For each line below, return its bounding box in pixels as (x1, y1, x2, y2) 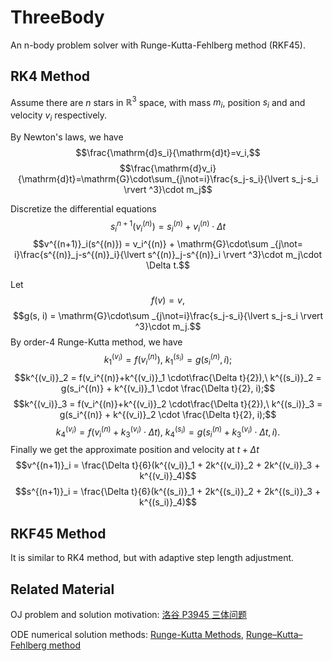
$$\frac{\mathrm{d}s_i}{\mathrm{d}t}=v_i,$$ (75, 147, 261, 158)
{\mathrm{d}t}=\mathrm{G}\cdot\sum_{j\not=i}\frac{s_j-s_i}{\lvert (17, 173, 290, 185)
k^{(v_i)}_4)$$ (139, 470, 197, 482)
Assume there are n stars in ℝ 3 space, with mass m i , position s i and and (10, 94, 306, 111)
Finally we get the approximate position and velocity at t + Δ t (10, 444, 260, 456)
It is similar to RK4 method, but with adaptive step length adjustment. (10, 552, 295, 564)
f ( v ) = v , (151, 294, 185, 306)
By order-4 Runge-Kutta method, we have (10, 336, 183, 348)
